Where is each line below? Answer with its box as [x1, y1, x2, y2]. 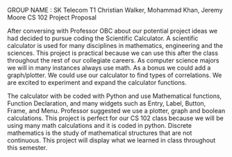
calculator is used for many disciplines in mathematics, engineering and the [7, 42, 224, 49]
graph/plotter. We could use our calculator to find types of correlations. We [7, 71, 222, 79]
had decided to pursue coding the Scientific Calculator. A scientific [7, 34, 199, 42]
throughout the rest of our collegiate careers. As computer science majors [7, 56, 219, 65]
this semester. [7, 144, 47, 151]
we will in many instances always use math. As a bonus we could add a [7, 64, 211, 72]
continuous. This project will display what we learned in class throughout [7, 136, 216, 144]
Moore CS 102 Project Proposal [7, 13, 97, 22]
